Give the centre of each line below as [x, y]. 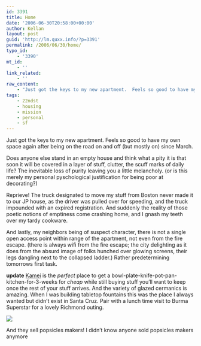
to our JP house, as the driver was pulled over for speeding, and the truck [97, 202]
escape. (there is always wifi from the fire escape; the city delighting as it [97, 245]
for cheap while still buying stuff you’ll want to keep [122, 282]
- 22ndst [28, 101]
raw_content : [22, 84]
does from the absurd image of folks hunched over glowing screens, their [97, 251]
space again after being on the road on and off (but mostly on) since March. [100, 147]
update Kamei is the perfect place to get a [58, 275]
